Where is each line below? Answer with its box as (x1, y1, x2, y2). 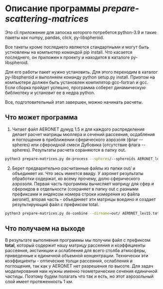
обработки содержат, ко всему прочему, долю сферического (12, 175, 140, 181)
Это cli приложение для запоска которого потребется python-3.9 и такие (5, 29, 157, 35)
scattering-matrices (5, 13, 89, 24)
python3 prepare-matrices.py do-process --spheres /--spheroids (5, 156, 136, 161)
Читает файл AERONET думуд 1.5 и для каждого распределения (12, 126, 145, 132)
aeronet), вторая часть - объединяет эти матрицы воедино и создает (12, 196, 156, 202)
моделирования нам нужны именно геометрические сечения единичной (5, 269, 158, 274)
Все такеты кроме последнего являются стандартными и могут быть (5, 44, 149, 50)
